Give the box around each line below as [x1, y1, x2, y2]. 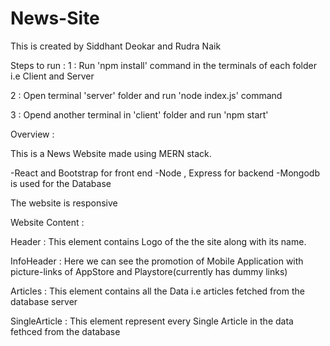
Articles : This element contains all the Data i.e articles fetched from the [10, 285, 305, 297]
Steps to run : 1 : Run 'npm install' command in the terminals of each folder [10, 59, 317, 71]
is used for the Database [10, 177, 112, 189]
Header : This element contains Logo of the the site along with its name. [10, 235, 307, 247]
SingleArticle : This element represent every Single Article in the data [10, 315, 294, 327]
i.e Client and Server [10, 70, 95, 82]
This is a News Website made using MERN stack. [10, 147, 212, 159]
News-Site [10, 7, 100, 30]
